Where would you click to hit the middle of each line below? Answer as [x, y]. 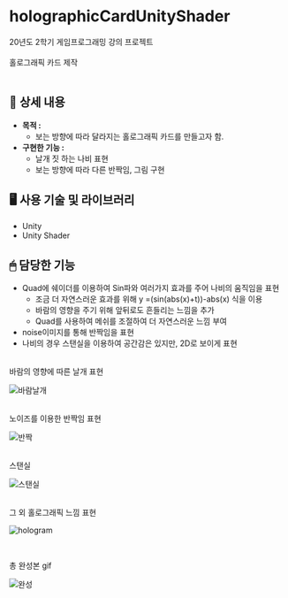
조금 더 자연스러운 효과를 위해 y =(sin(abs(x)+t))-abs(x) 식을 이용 [149, 299]
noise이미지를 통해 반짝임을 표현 [78, 333]
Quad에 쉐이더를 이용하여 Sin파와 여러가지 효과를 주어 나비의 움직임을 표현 [151, 288]
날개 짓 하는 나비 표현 [72, 158]
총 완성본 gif [30, 566]
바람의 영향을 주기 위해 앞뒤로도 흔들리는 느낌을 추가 [125, 310]
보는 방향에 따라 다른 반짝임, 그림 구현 [100, 169]
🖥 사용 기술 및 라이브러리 [72, 200]
